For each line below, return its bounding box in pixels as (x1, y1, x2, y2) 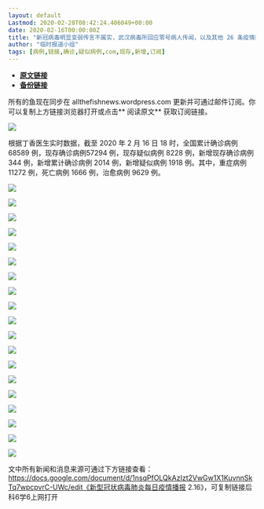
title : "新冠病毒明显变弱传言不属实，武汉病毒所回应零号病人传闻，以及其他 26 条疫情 (8, 33, 255, 42)
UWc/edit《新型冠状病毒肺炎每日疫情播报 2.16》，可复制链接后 (52, 482, 253, 492)
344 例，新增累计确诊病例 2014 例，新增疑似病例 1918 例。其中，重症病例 (8, 158, 247, 167)
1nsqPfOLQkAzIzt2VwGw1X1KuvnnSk (132, 473, 253, 482)
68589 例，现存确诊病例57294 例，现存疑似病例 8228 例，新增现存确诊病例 (8, 148, 254, 157)
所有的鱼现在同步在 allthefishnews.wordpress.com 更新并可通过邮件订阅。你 (8, 97, 256, 106)
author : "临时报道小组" (8, 41, 79, 49)
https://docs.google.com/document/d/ (8, 473, 133, 482)
